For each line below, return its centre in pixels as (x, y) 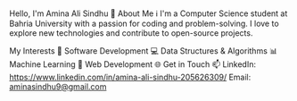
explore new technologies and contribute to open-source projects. (131, 33)
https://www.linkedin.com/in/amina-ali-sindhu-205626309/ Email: (130, 77)
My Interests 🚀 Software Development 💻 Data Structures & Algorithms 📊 (144, 51)
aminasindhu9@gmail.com (58, 87)
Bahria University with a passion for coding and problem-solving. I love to (144, 23)
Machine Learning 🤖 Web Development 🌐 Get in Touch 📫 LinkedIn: (133, 64)
